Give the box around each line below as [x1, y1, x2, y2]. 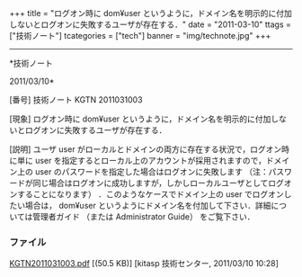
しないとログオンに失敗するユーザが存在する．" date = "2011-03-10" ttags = [9, 19, 292, 30]
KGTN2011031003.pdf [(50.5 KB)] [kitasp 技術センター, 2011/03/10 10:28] [9, 258, 279, 269]
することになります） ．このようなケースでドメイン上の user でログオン [16, 189, 285, 200]
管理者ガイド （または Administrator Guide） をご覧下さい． [32, 211, 255, 222]
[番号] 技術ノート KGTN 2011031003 [9, 94, 143, 105]
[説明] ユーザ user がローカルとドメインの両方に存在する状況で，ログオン [9, 144, 282, 155]
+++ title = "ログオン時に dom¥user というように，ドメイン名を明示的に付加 [9, 8, 292, 18]
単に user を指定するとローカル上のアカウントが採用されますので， [16, 156, 267, 165]
